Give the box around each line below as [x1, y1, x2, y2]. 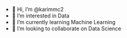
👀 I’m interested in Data [11, 12, 70, 19]
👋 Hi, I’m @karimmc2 [11, 6, 64, 13]
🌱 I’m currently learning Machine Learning [11, 19, 116, 25]
